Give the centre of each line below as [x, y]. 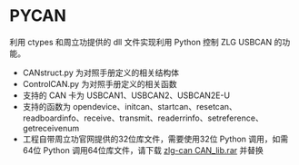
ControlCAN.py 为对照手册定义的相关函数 [100, 83]
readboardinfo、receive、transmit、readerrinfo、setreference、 [143, 118]
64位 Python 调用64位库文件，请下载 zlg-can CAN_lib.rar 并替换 [143, 150]
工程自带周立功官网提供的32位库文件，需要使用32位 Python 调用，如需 [155, 139]
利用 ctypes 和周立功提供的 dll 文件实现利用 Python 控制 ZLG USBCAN [141, 42]
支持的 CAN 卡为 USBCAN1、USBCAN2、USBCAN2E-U [126, 95]
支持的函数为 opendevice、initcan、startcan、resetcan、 [130, 106]
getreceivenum [51, 128]
